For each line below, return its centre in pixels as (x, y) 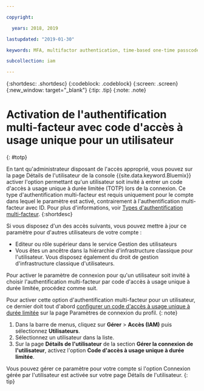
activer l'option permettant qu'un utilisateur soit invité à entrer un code (94, 182)
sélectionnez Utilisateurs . (47, 331)
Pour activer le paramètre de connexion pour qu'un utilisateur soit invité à (98, 275)
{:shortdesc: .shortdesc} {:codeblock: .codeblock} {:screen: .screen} (92, 84)
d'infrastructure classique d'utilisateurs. (65, 263)
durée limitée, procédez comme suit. (52, 288)
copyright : (20, 17)
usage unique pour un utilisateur (90, 141)
